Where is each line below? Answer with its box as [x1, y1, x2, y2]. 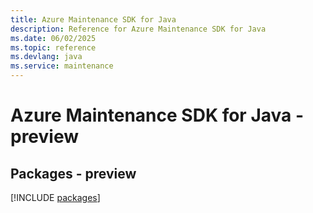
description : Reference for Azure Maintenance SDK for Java [10, 24, 267, 34]
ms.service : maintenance [10, 61, 114, 71]
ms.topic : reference [10, 42, 97, 53]
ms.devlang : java [10, 52, 83, 62]
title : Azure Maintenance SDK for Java [10, 14, 177, 25]
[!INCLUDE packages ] [10, 192, 101, 203]
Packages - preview [10, 165, 137, 182]
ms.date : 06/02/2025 [10, 33, 97, 43]
